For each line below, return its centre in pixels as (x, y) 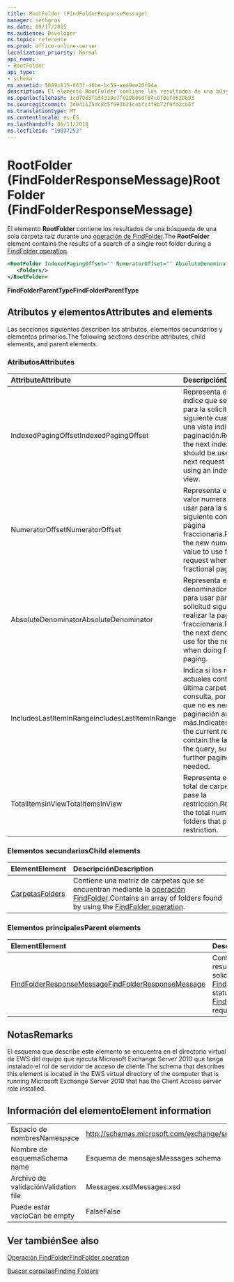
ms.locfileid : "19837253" (45, 131)
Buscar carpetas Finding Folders (53, 1271)
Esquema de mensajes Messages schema (154, 1158)
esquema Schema (39, 1158)
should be (200, 453)
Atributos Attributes (41, 362)
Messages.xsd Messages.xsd (133, 1187)
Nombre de (29, 1149)
